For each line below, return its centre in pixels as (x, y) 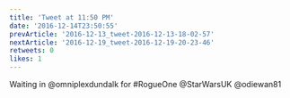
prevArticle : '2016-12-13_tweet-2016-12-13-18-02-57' (112, 34)
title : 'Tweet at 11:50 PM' (62, 17)
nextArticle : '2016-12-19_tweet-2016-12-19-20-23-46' (112, 42)
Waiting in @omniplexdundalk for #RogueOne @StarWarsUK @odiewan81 (145, 84)
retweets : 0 (31, 51)
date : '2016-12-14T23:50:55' (64, 26)
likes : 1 (26, 59)
